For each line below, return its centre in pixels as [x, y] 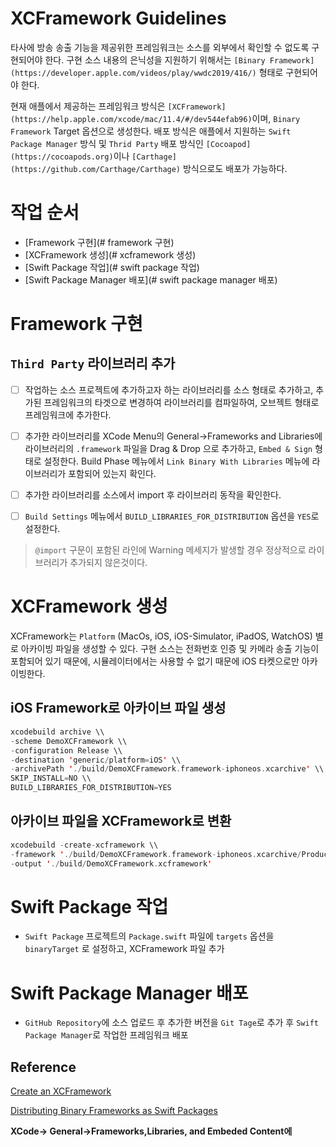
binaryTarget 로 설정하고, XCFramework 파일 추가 [124, 949]
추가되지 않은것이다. [108, 563]
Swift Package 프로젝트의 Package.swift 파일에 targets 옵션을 [149, 936]
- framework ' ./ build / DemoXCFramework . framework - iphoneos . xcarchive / [156, 854]
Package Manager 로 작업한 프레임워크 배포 [106, 1035]
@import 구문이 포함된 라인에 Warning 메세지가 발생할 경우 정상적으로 [170, 550]
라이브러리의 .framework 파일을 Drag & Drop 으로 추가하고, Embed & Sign [168, 448]
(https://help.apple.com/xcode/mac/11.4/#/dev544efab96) [131, 119]
